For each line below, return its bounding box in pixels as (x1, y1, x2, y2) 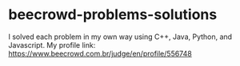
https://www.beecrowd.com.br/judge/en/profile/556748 (8, 49, 192, 58)
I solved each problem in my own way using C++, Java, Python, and (8, 32, 233, 41)
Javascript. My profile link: (8, 40, 96, 49)
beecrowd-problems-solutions (8, 6, 218, 24)
